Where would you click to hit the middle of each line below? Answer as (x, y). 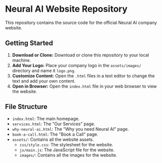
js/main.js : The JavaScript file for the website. (67, 150)
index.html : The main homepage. (46, 118)
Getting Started (29, 43)
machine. (22, 60)
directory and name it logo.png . (44, 70)
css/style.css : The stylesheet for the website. (66, 144)
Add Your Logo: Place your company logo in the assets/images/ (77, 65)
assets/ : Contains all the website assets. (53, 139)
